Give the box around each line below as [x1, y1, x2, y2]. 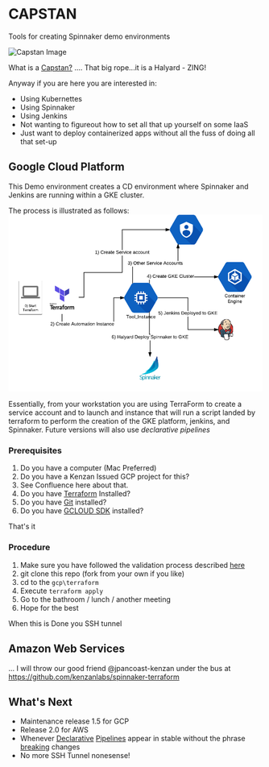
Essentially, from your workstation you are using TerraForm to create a [8, 400, 242, 409]
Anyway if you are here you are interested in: [8, 78, 157, 88]
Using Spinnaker [19, 102, 75, 112]
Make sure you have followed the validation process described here [19, 560, 246, 570]
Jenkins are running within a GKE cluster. [8, 190, 145, 200]
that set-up [19, 136, 58, 146]
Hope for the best [19, 603, 79, 612]
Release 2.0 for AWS [19, 725, 89, 735]
